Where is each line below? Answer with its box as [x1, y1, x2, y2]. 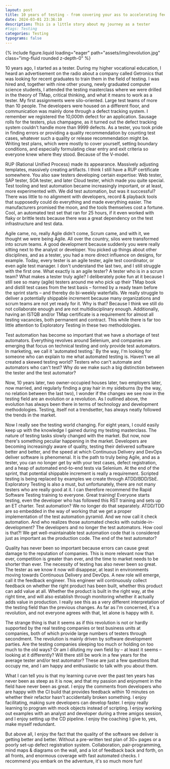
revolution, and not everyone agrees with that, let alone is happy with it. [5, 610, 154, 616]
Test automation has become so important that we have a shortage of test [5, 332, 159, 338]
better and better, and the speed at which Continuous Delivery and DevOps [5, 448, 162, 455]
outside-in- [131, 519, 154, 525]
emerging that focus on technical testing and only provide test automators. [5, 342, 161, 348]
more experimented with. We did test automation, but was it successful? [5, 188, 156, 194]
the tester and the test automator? [5, 369, 76, 376]
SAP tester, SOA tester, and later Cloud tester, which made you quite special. [5, 177, 165, 183]
